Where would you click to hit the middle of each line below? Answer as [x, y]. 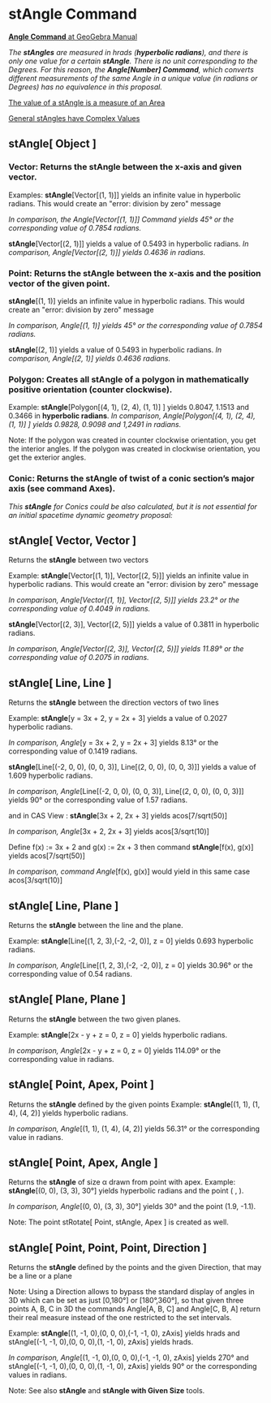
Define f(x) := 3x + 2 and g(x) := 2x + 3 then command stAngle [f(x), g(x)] [131, 847]
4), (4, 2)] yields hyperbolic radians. [68, 1112]
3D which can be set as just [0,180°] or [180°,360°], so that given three [126, 1301]
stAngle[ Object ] [53, 144]
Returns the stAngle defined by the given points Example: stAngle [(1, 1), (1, [134, 1104]
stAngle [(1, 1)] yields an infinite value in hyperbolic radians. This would [127, 300]
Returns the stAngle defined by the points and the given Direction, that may [135, 1267]
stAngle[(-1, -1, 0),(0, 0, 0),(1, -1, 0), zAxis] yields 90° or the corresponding [133, 1366]
